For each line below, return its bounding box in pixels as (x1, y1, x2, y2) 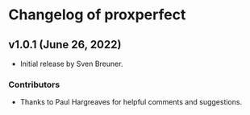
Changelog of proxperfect (8, 6, 186, 24)
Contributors (8, 79, 60, 90)
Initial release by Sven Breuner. (19, 59, 123, 68)
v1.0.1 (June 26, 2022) (8, 38, 122, 51)
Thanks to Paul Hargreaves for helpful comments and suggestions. (19, 97, 243, 107)
